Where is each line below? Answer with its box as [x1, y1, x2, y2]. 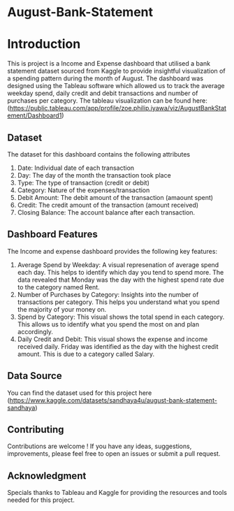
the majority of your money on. [17, 305, 107, 313]
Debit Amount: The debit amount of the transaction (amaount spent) [17, 193, 214, 201]
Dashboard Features [7, 229, 98, 240]
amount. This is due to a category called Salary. [17, 350, 155, 358]
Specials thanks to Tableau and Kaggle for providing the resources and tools [7, 489, 227, 497]
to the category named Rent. [17, 282, 100, 291]
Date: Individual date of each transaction [17, 164, 135, 172]
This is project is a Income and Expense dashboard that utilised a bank [7, 59, 211, 68]
